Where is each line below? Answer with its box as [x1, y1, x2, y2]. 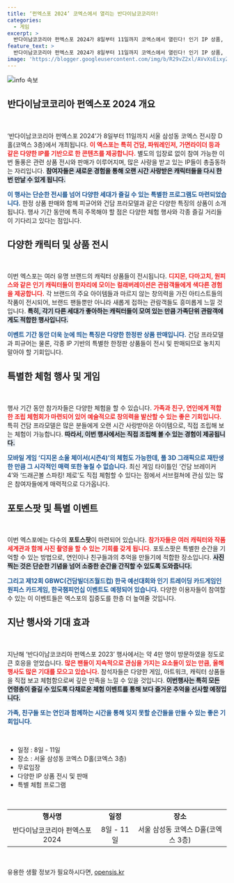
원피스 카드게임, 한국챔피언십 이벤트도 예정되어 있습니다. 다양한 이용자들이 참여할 [7, 585, 226, 594]
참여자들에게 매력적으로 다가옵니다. [14, 480, 110, 488]
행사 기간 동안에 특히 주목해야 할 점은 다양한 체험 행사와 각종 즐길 [27, 207, 204, 216]
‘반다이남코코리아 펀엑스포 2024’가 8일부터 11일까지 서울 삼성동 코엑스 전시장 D [7, 131, 223, 140]
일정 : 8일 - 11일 [17, 745, 61, 754]
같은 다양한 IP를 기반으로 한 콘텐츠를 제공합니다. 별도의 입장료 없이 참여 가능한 [7, 149, 218, 157]
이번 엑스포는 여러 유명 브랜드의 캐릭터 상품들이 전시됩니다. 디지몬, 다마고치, [7, 272, 214, 280]
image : [7, 56, 26, 63]
